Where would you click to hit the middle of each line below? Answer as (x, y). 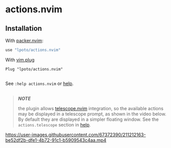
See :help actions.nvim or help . (40, 83)
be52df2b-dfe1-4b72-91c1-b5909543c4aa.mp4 (56, 140)
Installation (24, 28)
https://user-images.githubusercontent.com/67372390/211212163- (76, 135)
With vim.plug (20, 59)
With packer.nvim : (24, 40)
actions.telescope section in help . (54, 124)
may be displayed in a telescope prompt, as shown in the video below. (92, 114)
